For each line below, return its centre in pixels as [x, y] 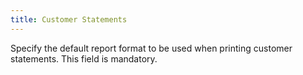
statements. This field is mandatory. [84, 58]
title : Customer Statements [69, 19]
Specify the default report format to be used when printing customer [151, 48]
